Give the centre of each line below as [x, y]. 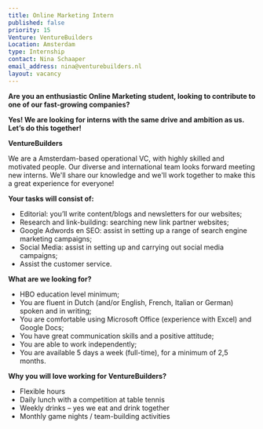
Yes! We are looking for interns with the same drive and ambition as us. [126, 119]
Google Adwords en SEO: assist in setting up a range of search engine [133, 230]
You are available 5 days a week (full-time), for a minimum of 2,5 [124, 352]
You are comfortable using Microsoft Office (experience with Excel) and [135, 319]
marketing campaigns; [56, 238]
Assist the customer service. [66, 264]
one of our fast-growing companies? [69, 104]
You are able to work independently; [78, 344]
